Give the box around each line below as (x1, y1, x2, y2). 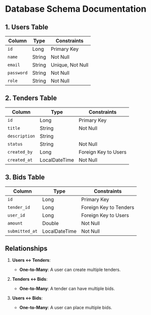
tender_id (7, 204, 30, 210)
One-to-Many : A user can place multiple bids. (19, 305, 113, 311)
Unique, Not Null (51, 62, 89, 68)
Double (42, 220, 59, 226)
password (7, 70, 28, 75)
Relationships (5, 245, 48, 253)
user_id (7, 212, 25, 218)
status (7, 141, 23, 147)
